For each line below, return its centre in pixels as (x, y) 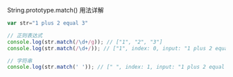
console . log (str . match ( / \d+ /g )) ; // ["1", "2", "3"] (85, 42)
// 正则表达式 (25, 35)
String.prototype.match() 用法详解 (55, 10)
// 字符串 (20, 60)
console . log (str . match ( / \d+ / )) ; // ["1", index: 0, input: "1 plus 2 (110, 48)
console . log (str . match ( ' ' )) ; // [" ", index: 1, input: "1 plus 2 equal (116, 67)
